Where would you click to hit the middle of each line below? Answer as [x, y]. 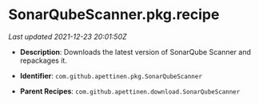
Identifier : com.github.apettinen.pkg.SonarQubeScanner [111, 75]
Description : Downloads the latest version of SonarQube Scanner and [135, 52]
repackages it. [44, 60]
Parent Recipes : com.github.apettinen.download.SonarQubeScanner [130, 91]
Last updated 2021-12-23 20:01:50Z [68, 37]
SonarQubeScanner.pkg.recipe [114, 15]
